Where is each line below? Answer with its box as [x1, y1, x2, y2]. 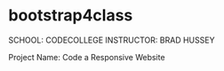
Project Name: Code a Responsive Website [8, 51, 165, 62]
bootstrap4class [8, 5, 133, 26]
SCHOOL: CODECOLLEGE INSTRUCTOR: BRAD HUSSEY [8, 35, 215, 45]
